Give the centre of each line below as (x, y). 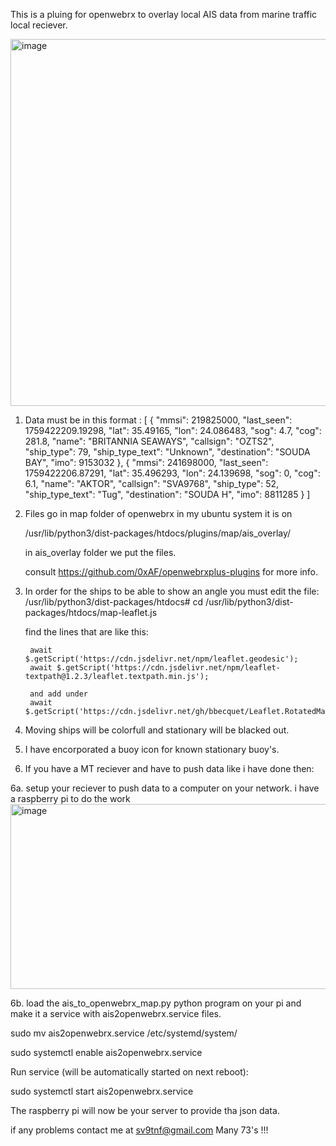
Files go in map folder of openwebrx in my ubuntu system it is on (158, 513)
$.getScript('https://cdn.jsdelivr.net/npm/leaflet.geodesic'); (161, 659)
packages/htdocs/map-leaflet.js (91, 612)
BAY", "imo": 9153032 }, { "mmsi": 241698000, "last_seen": (146, 462)
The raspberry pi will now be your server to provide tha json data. (145, 1110)
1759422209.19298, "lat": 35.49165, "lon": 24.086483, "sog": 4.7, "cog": (173, 430)
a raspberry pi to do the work (70, 798)
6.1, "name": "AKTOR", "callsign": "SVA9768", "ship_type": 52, (152, 483)
